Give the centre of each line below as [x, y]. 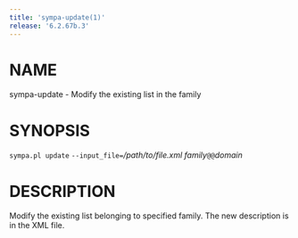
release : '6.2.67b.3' [50, 26]
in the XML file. [37, 226]
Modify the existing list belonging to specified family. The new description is [149, 216]
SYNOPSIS [50, 131]
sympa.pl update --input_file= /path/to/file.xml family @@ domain [126, 155]
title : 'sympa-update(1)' [57, 17]
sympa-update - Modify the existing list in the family [105, 94]
